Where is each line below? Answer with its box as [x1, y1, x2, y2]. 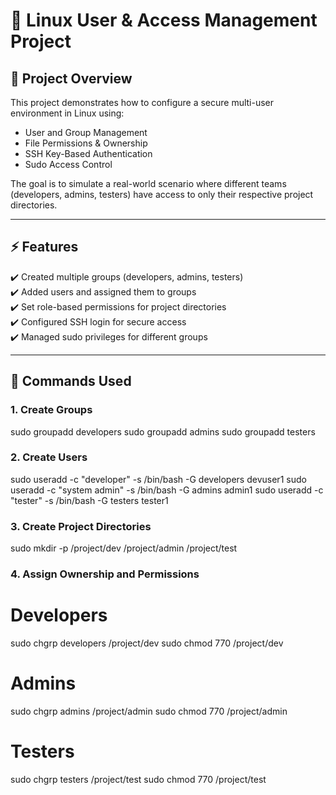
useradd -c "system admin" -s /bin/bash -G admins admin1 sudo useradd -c [10, 484, 324, 496]
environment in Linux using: [10, 107, 125, 119]
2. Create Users [10, 450, 88, 464]
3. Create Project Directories [10, 519, 152, 533]
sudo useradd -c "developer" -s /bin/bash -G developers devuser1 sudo [10, 473, 307, 485]
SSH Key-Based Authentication [24, 148, 153, 159]
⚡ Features [10, 239, 79, 256]
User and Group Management [24, 127, 148, 138]
